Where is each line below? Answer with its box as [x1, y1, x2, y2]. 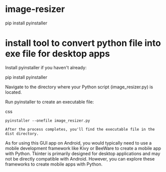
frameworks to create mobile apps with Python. [5, 161, 103, 167]
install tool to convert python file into [5, 37, 161, 49]
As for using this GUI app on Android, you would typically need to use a [5, 140, 152, 146]
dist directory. [5, 131, 39, 136]
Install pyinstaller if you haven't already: [5, 64, 87, 70]
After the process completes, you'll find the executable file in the [5, 127, 155, 132]
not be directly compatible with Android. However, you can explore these [5, 156, 155, 162]
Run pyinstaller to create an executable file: [5, 99, 94, 105]
